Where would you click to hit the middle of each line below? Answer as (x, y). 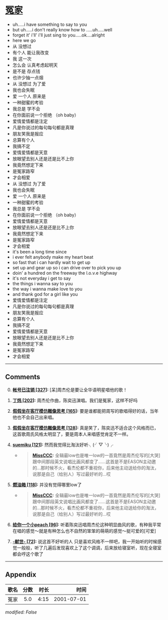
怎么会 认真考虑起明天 (35, 65)
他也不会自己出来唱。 (34, 417)
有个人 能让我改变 (30, 52)
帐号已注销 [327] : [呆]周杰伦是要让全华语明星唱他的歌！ (70, 390)
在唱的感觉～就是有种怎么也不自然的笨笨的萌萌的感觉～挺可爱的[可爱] (84, 531)
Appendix (21, 575)
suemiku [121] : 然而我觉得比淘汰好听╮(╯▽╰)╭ (63, 445)
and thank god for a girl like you (45, 294)
